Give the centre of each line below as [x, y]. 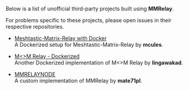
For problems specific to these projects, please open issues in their [88, 20]
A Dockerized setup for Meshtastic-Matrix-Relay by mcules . [88, 45]
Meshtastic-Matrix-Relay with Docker [60, 38]
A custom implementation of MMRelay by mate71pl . [78, 81]
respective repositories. [35, 27]
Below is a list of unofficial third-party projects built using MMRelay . [90, 9]
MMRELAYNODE [35, 74]
